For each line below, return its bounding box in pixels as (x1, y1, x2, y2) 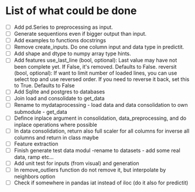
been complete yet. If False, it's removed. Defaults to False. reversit (13, 63, 177, 70)
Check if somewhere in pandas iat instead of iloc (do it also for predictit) (13, 179, 189, 186)
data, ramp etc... (13, 153, 54, 160)
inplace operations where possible (13, 121, 97, 128)
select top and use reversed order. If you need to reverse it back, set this (13, 76, 190, 83)
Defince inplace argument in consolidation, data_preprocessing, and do (13, 114, 187, 122)
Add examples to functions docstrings (13, 37, 107, 44)
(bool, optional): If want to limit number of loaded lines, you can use (13, 69, 177, 77)
